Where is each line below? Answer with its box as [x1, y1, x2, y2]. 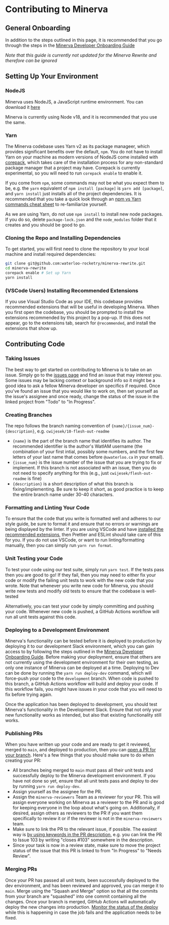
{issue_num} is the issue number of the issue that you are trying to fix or [12, 459, 162, 465]
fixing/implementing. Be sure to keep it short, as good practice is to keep [12, 486, 164, 493]
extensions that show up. [5, 325, 58, 332]
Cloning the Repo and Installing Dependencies [5, 234, 121, 241]
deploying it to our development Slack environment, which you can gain [5, 643, 154, 649]
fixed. [5, 914, 17, 920]
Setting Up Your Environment [5, 72, 98, 81]
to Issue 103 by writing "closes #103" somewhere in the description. [12, 837, 154, 843]
